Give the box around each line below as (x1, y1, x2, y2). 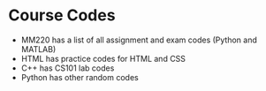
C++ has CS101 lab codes (20, 63, 115, 73)
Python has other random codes (20, 72, 139, 82)
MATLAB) (20, 43, 57, 54)
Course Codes (8, 5, 116, 26)
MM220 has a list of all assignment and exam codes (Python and (20, 34, 258, 45)
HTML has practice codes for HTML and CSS (20, 53, 186, 64)
